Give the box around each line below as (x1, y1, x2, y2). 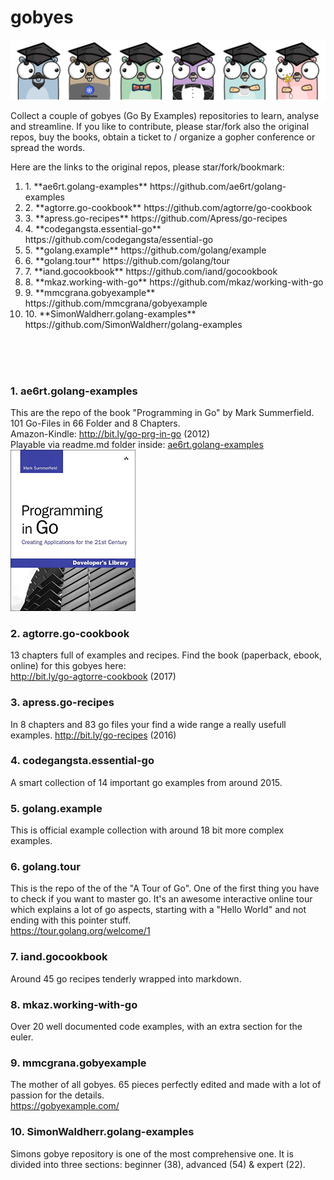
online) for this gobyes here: (10, 660, 127, 672)
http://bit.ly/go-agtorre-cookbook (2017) (10, 671, 177, 683)
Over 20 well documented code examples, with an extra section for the (10, 1021, 303, 1032)
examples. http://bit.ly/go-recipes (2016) (10, 729, 177, 741)
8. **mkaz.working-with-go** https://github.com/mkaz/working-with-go (24, 276, 324, 288)
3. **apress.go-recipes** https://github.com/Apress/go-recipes (24, 212, 288, 224)
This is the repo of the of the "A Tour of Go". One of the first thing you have (10, 882, 320, 895)
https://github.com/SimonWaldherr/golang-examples (24, 318, 243, 330)
